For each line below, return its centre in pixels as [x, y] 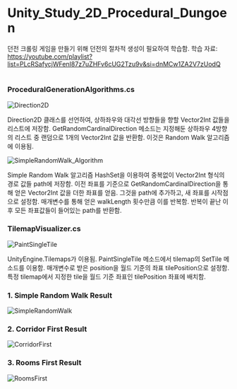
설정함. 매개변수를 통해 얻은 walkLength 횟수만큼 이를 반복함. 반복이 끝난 [121, 201]
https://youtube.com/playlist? [50, 56]
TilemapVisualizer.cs [44, 229]
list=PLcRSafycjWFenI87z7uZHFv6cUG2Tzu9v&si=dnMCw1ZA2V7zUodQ [114, 64]
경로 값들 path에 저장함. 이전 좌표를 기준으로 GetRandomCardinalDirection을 [114, 184]
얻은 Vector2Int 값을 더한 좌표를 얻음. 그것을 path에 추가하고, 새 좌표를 [112, 192]
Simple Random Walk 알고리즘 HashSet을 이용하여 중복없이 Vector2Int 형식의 [116, 175]
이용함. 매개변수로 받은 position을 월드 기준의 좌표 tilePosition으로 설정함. [127, 267]
